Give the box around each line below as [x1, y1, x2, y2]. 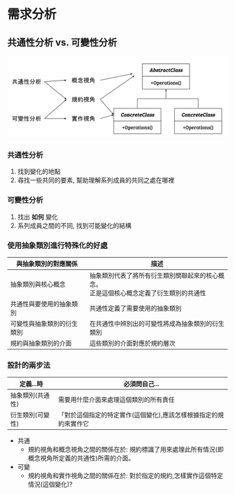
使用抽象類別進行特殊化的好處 [7, 241, 108, 250]
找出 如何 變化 [17, 213, 58, 221]
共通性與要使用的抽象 [10, 299, 72, 308]
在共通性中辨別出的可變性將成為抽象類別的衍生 [90, 320, 225, 328]
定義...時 [20, 379, 43, 388]
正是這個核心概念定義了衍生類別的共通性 [90, 288, 206, 297]
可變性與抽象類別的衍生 [10, 320, 78, 328]
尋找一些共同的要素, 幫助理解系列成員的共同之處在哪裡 [17, 176, 175, 185]
